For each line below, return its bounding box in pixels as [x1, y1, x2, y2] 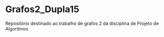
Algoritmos [5, 25, 29, 31]
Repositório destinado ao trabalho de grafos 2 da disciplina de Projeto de [5, 20, 159, 26]
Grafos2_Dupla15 [5, 4, 80, 15]
